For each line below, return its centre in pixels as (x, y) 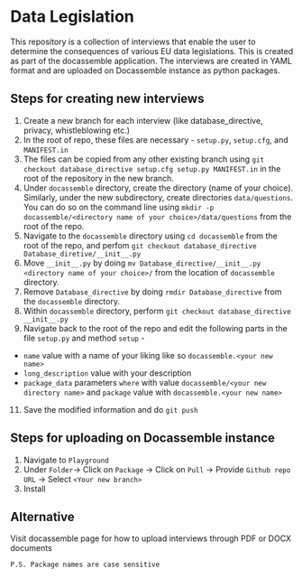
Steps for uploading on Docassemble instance (143, 438)
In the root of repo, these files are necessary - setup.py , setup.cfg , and (156, 140)
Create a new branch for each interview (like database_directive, (143, 120)
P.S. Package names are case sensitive (85, 565)
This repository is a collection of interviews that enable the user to (133, 42)
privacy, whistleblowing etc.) (76, 130)
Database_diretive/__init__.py (82, 254)
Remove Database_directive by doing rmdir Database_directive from (152, 292)
